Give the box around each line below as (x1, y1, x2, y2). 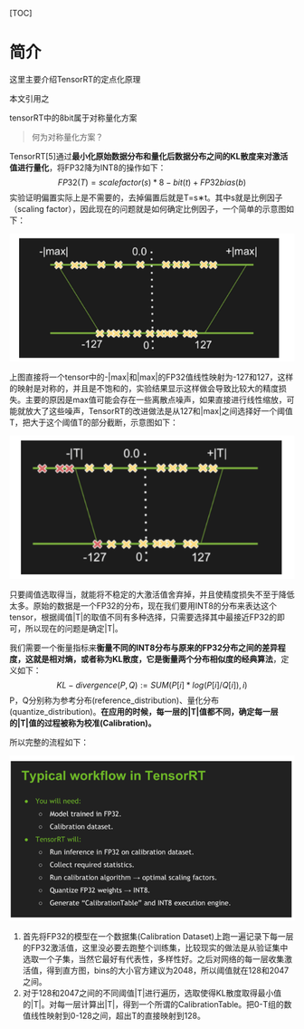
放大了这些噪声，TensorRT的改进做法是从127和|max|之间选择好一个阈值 (24, 405, 293, 416)
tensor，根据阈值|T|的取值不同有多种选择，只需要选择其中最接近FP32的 (9, 611, 278, 622)
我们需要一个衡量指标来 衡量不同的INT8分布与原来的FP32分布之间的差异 (9, 642, 279, 653)
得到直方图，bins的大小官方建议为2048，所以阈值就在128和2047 (46, 965, 290, 976)
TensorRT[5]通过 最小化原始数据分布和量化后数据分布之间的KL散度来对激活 (9, 150, 289, 161)
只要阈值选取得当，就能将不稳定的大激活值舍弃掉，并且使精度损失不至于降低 (9, 589, 295, 600)
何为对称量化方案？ (31, 131, 104, 142)
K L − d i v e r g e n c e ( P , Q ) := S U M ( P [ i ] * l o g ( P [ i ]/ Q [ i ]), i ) (56, 679, 248, 690)
